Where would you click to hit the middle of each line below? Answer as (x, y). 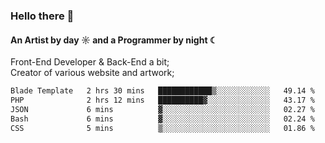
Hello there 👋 (42, 16)
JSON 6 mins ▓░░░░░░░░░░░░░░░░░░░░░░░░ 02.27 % (162, 109)
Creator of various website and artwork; (92, 73)
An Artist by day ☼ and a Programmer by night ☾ (114, 40)
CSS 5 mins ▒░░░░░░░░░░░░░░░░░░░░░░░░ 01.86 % (162, 128)
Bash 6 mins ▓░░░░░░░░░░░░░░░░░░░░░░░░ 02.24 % (162, 119)
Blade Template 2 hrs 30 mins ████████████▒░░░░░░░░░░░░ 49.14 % (162, 91)
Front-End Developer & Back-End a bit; (90, 62)
